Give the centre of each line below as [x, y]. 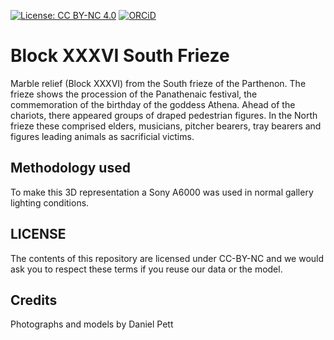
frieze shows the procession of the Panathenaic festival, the [134, 94]
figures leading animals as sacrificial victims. [102, 136]
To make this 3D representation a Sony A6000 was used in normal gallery [162, 192]
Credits [34, 300]
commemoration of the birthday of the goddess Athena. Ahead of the [153, 104]
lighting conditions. [50, 202]
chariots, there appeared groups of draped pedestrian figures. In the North [164, 115]
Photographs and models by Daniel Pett [92, 324]
